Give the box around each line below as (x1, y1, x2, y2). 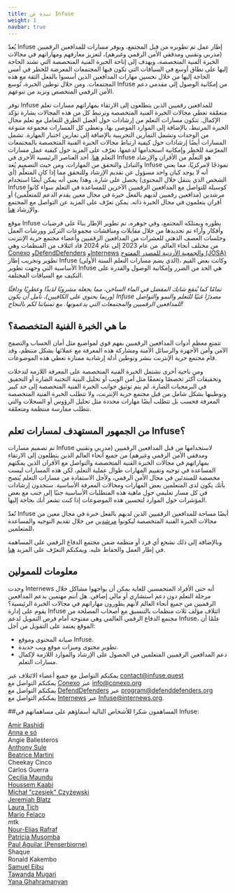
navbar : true (8, 23, 46, 30)
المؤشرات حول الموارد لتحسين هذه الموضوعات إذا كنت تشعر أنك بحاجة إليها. (8, 496, 207, 504)
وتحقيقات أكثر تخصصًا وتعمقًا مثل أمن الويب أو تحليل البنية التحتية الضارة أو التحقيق (8, 375, 222, 383)
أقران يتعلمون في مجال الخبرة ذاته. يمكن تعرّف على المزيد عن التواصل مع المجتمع (8, 198, 222, 206)
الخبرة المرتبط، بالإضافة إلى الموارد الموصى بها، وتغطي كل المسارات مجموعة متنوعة (8, 124, 229, 132)
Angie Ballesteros (8, 735, 59, 744)
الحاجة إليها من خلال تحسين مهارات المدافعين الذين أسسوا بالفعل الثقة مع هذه (8, 72, 211, 81)
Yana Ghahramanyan (8, 877, 69, 885)
